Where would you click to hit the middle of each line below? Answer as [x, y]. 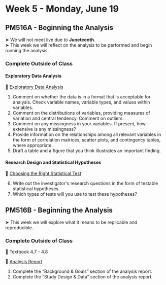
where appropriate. [33, 146]
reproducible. [19, 228]
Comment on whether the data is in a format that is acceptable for [81, 97]
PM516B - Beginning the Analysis [59, 210]
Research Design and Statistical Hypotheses [53, 162]
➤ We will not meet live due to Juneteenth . [50, 40]
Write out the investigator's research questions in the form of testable [85, 184]
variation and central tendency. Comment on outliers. [68, 118]
